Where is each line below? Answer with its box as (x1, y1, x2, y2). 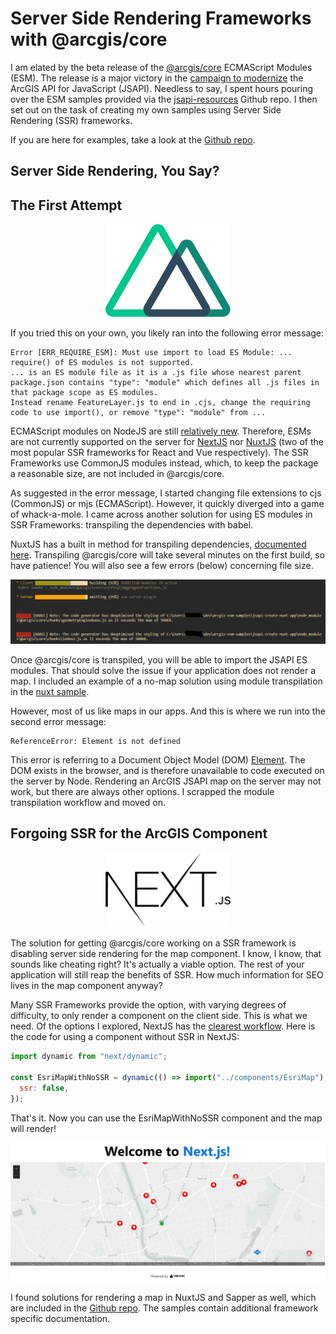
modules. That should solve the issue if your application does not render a (10, 664, 317, 676)
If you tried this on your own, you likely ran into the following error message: (10, 327, 325, 339)
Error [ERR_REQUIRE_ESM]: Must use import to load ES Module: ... (10, 348, 293, 358)
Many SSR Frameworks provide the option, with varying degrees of (10, 999, 287, 1011)
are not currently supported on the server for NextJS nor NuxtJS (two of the (10, 436, 324, 448)
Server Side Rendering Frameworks (10, 7, 312, 30)
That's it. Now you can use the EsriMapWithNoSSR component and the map (10, 1112, 323, 1124)
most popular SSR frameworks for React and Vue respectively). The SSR (10, 447, 309, 459)
